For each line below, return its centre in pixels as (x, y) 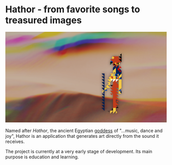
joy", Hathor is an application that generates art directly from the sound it (82, 136)
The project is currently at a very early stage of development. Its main (79, 152)
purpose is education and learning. (42, 157)
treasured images (44, 20)
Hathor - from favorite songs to (73, 9)
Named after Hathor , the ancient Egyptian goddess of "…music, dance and (84, 131)
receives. (15, 141)
